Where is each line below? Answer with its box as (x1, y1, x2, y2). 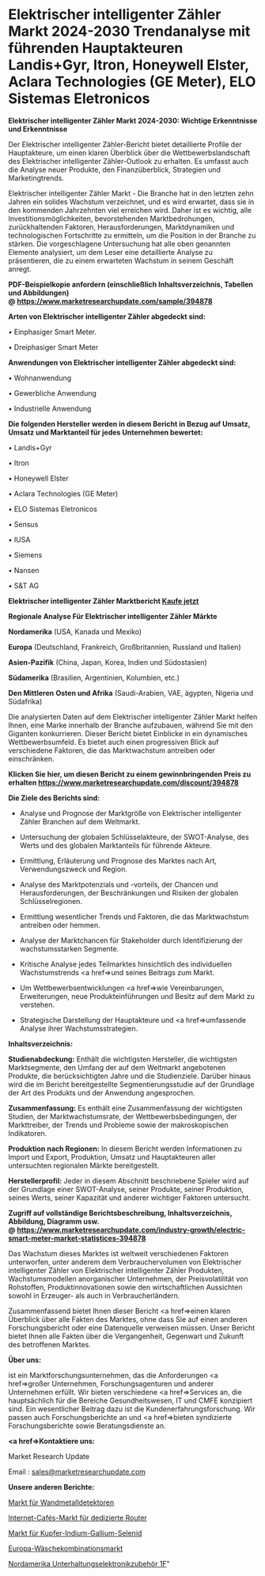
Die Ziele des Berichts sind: (8, 793, 100, 803)
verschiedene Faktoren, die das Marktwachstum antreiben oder (8, 746, 216, 755)
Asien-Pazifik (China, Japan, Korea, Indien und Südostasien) (8, 657, 207, 666)
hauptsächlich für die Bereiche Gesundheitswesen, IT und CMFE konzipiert (8, 1396, 253, 1405)
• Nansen (8, 565, 40, 575)
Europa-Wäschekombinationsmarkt (8, 1544, 123, 1553)
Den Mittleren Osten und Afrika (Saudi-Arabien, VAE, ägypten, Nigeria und (8, 688, 254, 697)
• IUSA (8, 534, 31, 544)
